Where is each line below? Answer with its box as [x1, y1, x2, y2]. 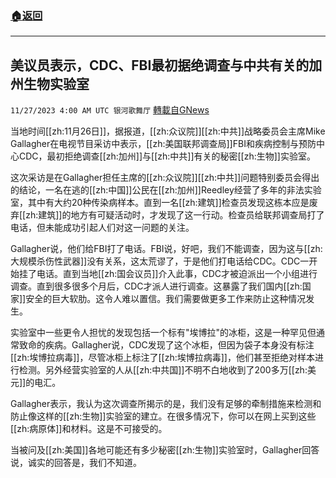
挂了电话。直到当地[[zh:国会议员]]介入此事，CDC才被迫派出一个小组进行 [18, 268, 318, 280]
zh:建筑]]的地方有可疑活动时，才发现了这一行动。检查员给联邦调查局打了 [25, 209, 325, 221]
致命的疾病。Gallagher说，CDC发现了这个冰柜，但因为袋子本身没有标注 [18, 339, 315, 351]
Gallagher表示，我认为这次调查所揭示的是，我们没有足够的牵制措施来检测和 [10, 398, 322, 410]
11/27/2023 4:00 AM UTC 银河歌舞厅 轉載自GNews [10, 104, 210, 116]
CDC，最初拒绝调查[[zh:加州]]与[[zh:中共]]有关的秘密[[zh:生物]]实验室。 [18, 150, 316, 162]
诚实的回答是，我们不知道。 [27, 457, 142, 469]
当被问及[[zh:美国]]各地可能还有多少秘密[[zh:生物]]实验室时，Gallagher [10, 444, 303, 456]
